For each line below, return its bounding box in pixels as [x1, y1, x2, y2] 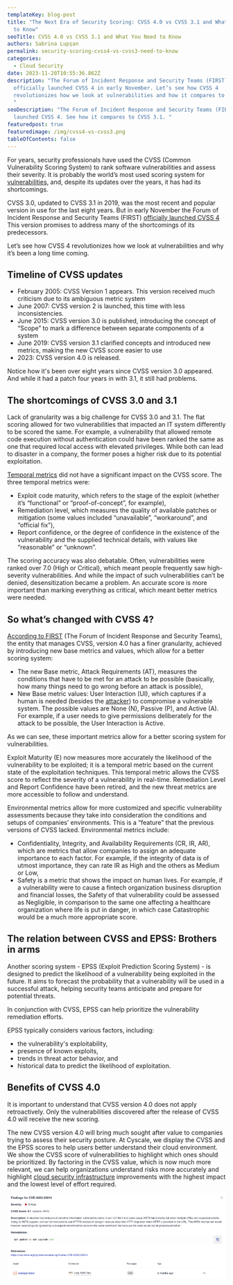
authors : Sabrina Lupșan [7, 40, 79, 48]
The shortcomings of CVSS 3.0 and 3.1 [7, 394, 178, 406]
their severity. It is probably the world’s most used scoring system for [7, 170, 205, 178]
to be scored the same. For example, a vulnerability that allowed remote [7, 427, 212, 436]
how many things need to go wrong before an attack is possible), [17, 682, 203, 690]
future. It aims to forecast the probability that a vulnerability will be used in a [7, 977, 225, 985]
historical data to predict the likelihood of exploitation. [17, 1062, 171, 1070]
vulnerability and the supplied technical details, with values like [17, 536, 198, 544]
